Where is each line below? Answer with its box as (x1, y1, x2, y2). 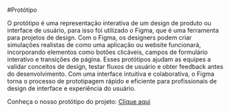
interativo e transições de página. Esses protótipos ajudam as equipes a (7, 55, 211, 64)
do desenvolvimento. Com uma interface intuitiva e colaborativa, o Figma (7, 70, 215, 78)
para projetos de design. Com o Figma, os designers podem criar (7, 33, 192, 42)
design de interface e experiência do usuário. (7, 85, 136, 92)
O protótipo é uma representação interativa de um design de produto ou (7, 19, 211, 27)
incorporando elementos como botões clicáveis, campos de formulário (7, 48, 208, 56)
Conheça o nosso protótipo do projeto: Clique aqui (7, 98, 151, 105)
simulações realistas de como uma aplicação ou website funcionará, (7, 41, 201, 48)
